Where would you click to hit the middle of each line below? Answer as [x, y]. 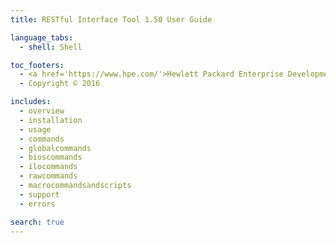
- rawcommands [48, 176]
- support [39, 194]
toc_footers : [37, 65]
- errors [37, 204]
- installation [51, 120]
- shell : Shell [51, 47]
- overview [42, 111]
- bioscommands [51, 157]
